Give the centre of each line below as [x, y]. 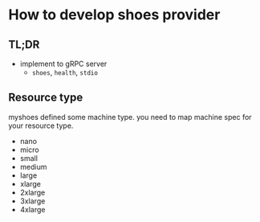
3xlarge [32, 201]
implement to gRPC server [63, 64]
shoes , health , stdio [65, 72]
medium [33, 166]
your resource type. [41, 125]
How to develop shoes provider [114, 15]
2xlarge [32, 192]
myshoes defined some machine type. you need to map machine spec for [130, 117]
